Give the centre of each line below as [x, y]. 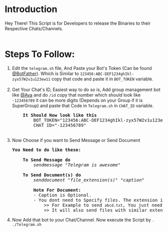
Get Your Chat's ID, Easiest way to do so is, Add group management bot [86, 90]
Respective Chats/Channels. [34, 28]
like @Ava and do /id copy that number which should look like [76, 95]
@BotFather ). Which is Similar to [45, 73]
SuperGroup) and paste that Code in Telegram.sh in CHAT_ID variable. [83, 105]
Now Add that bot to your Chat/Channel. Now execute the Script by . [83, 219]
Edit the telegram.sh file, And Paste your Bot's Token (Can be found [82, 68]
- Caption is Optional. [62, 195]
